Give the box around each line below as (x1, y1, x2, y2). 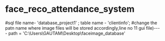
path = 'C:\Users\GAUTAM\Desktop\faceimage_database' (8, 30, 125, 36)
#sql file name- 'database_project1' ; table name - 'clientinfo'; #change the (5, 20, 158, 26)
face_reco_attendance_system (5, 3, 135, 15)
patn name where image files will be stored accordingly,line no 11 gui (5, 25, 145, 31)
